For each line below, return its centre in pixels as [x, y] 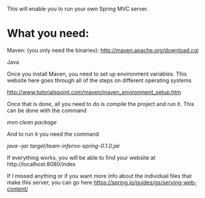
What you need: [48, 34]
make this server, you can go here [50, 182]
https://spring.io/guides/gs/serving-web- [145, 182]
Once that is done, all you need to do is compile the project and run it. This [101, 104]
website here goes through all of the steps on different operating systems [99, 80]
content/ [18, 189]
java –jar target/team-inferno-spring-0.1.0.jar [64, 146]
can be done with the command [47, 110]
